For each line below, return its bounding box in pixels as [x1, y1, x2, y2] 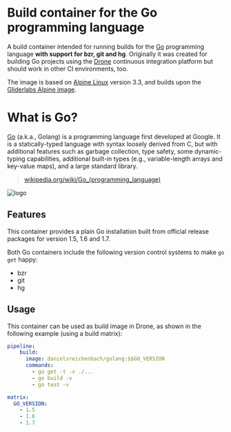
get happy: [7, 255, 38, 264]
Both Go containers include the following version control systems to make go [7, 248, 225, 256]
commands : [25, 362, 54, 369]
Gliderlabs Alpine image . [7, 85, 77, 93]
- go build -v [32, 375, 72, 381]
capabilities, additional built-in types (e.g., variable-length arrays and [26, 154, 223, 163]
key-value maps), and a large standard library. [7, 161, 138, 170]
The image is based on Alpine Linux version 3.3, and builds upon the [7, 78, 201, 86]
